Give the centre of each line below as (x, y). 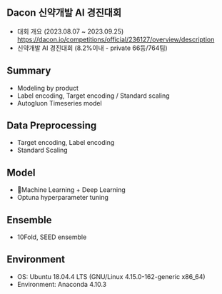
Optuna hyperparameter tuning (62, 198)
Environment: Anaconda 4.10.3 (62, 284)
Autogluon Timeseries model (59, 103)
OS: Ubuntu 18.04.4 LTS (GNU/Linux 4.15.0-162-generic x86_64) (111, 276)
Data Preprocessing (52, 126)
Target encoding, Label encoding (66, 143)
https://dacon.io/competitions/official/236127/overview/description (116, 39)
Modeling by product (48, 88)
